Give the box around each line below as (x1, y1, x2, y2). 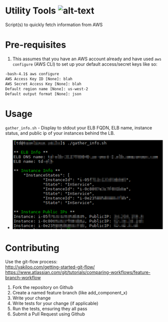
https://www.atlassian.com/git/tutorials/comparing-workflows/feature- (5, 269, 151, 275)
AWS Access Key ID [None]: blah (5, 76, 72, 81)
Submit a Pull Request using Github (12, 311, 85, 317)
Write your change (12, 295, 51, 301)
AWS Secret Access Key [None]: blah (5, 81, 81, 86)
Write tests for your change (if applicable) (12, 300, 98, 306)
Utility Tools (5, 5, 56, 17)
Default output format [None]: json (5, 91, 81, 96)
